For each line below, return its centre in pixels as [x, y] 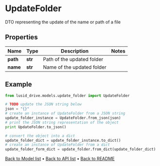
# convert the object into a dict [40, 136]
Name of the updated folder [75, 67]
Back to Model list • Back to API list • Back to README [60, 159]
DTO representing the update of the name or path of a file [63, 22]
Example [19, 84]
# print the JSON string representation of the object [62, 122]
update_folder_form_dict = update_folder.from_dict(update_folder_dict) [80, 149]
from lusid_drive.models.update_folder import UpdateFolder [68, 95]
